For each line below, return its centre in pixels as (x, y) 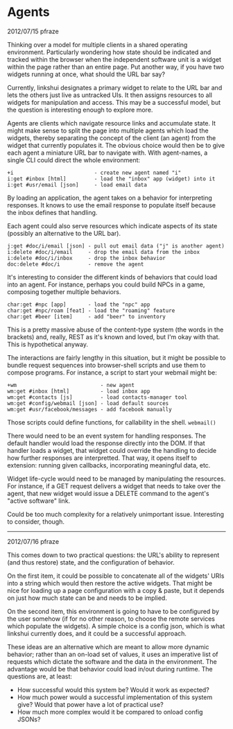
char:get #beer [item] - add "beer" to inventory (87, 316)
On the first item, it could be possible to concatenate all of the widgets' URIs (116, 576)
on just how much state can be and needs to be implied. (87, 598)
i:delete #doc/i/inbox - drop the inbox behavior (87, 258)
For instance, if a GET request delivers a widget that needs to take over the (114, 486)
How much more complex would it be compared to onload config (110, 712)
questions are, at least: (40, 676)
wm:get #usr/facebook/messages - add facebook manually (89, 409)
